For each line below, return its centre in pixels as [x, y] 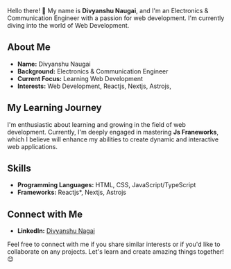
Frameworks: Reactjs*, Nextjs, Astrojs [72, 192]
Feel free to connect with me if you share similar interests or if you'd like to [114, 244]
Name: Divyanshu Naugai [54, 64]
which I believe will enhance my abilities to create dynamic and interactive [113, 139]
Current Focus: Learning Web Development [80, 78]
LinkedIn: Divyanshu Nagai [56, 231]
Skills [19, 169]
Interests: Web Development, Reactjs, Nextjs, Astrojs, [94, 86]
